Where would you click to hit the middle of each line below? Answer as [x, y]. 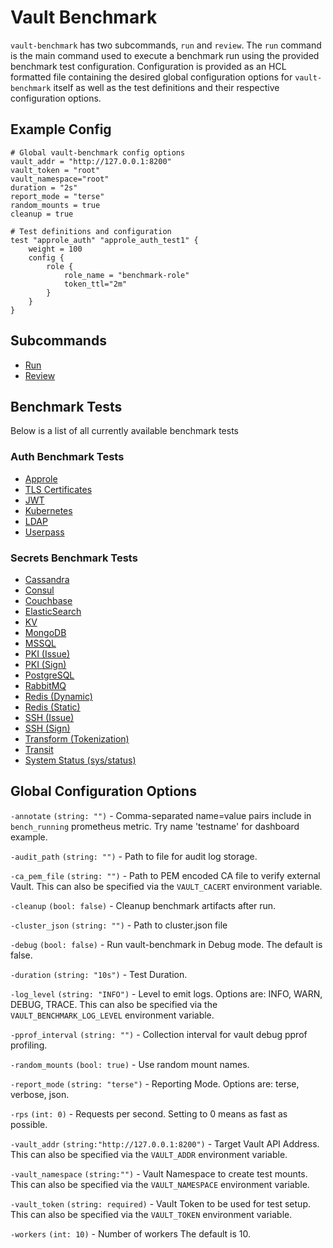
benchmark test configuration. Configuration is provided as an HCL [148, 66]
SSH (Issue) [49, 717]
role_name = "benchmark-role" [126, 275]
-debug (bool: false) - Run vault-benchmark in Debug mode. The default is [166, 944]
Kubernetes [48, 510]
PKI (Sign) [45, 664]
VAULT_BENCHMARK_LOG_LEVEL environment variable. [112, 1015]
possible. [29, 1124]
